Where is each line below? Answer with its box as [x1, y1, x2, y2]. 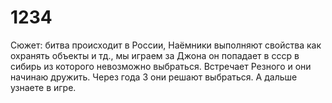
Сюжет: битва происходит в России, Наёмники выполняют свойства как [10, 39, 322, 51]
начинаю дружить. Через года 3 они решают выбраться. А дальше [10, 71, 298, 83]
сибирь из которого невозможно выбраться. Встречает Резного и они [10, 60, 312, 72]
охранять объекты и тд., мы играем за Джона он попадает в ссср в [10, 49, 300, 61]
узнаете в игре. [10, 81, 77, 93]
